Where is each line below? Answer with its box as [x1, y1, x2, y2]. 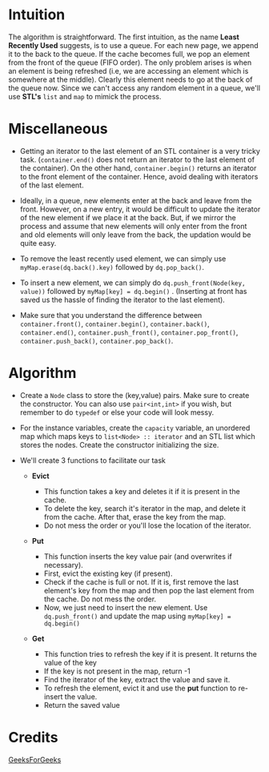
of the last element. [19, 180, 84, 190]
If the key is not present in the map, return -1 [43, 666, 191, 676]
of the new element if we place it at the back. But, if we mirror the [19, 212, 236, 222]
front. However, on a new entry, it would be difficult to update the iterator [19, 204, 261, 214]
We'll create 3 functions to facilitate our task [19, 455, 167, 465]
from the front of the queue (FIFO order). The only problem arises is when [8, 58, 252, 67]
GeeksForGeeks [8, 754, 62, 764]
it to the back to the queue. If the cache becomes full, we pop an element [8, 49, 251, 58]
